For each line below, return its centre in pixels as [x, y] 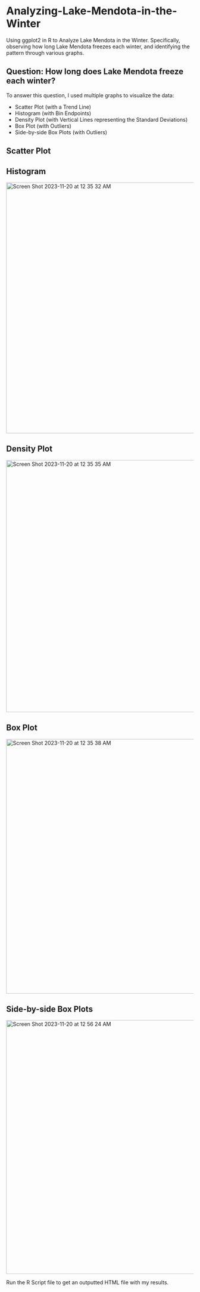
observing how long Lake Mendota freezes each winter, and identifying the [98, 47]
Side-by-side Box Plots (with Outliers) [61, 132]
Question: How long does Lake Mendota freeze [95, 72]
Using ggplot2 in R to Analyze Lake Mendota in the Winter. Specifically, [93, 40]
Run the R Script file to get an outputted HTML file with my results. [87, 1282]
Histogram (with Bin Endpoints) [53, 113]
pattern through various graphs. [45, 52]
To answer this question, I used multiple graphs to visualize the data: [90, 95]
